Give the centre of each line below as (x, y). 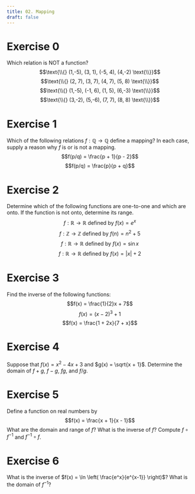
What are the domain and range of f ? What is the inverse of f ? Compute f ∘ (97, 429)
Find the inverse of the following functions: (59, 294)
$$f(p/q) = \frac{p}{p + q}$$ (100, 166)
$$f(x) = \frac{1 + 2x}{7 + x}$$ (100, 323)
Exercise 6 (33, 461)
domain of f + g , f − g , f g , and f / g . (47, 371)
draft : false (23, 17)
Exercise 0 (33, 47)
